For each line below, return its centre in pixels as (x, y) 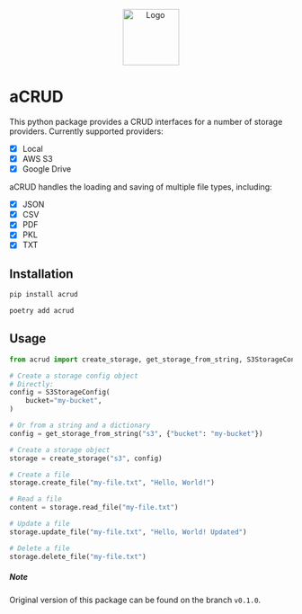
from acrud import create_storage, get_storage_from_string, (126, 360)
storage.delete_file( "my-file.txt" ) (78, 556)
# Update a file (40, 524)
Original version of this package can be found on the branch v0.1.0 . (135, 600)
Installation (41, 274)
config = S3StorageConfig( (60, 392)
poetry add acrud (42, 311)
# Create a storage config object (74, 376)
